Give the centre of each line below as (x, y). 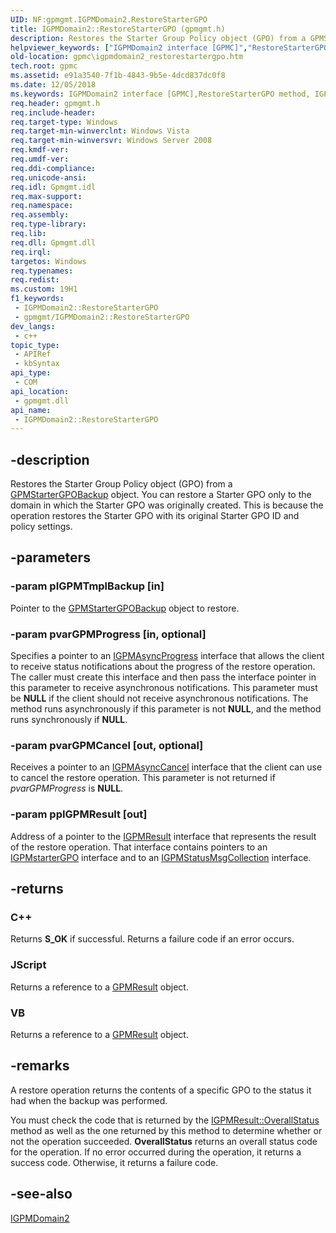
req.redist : (35, 280)
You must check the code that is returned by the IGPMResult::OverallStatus (165, 1120)
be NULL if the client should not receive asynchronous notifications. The (159, 698)
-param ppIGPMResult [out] (79, 814)
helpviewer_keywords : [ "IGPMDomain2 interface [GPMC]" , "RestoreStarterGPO (169, 47)
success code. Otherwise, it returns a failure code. (114, 1162)
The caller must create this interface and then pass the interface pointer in (163, 677)
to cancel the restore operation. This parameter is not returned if (143, 778)
